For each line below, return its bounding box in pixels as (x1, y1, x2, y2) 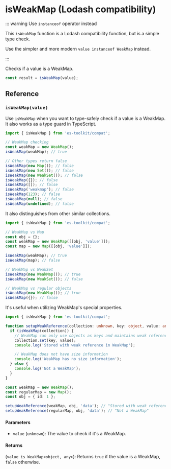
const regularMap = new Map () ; (5, 389, 72, 394)
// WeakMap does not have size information (14, 351, 108, 357)
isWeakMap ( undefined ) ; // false (5, 201, 74, 206)
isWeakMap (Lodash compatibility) (5, 4, 156, 15)
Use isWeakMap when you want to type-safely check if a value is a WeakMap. (5, 115, 166, 121)
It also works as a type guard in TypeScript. (5, 121, 97, 127)
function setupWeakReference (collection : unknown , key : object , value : (5, 323, 160, 329)
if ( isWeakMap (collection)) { (10, 328, 74, 333)
